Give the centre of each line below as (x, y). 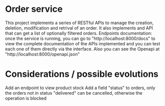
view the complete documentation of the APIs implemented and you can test (83, 43)
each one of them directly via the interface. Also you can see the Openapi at (82, 49)
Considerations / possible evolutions (82, 74)
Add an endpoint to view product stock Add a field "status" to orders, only (80, 88)
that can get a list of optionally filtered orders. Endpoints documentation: (79, 33)
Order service (34, 9)
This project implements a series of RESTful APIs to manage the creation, (79, 23)
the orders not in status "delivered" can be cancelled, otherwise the (74, 93)
